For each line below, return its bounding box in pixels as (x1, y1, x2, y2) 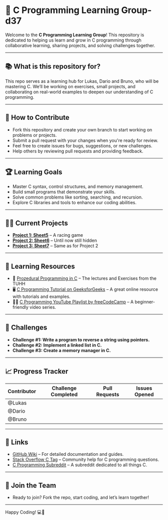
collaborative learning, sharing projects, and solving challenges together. (5, 42, 155, 48)
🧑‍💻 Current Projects (5, 219, 68, 227)
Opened (134, 391, 154, 398)
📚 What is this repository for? (5, 62, 101, 71)
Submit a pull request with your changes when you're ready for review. (12, 137, 158, 143)
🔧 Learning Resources (5, 262, 75, 270)
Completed (50, 391, 78, 398)
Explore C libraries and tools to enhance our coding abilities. (12, 200, 136, 206)
